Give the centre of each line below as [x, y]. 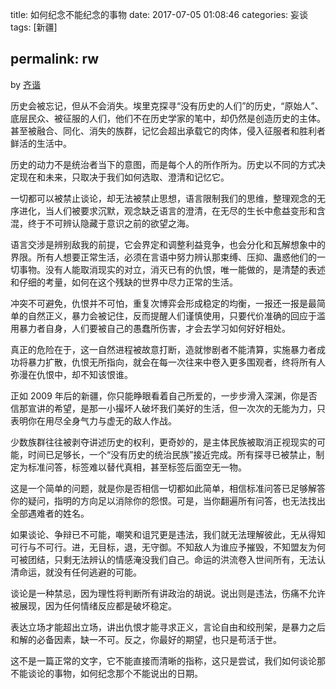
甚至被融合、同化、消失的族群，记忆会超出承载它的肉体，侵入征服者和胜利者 [168, 130]
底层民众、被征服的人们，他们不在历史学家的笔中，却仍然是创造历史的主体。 [168, 118]
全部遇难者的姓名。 [50, 513]
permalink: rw [55, 59]
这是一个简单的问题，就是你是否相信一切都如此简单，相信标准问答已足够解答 [168, 488]
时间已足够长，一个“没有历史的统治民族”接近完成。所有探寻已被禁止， [172, 454]
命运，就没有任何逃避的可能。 [80, 572]
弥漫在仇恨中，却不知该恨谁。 [71, 374]
